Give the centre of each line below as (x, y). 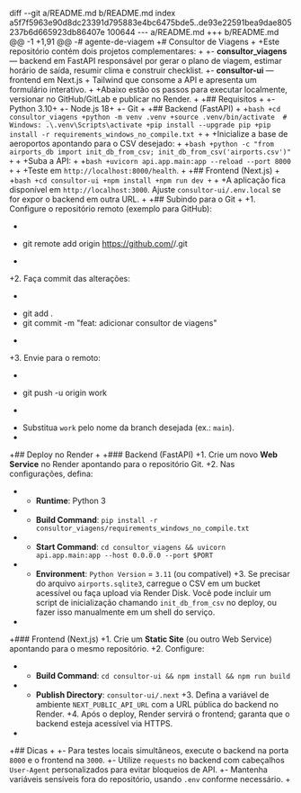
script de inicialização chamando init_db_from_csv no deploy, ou (156, 603)
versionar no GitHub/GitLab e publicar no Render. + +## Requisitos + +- (142, 99)
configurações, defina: (51, 473)
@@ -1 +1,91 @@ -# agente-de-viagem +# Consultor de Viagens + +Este (145, 41)
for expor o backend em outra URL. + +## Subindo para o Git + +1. (133, 199)
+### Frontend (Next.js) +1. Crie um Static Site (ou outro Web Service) (141, 639)
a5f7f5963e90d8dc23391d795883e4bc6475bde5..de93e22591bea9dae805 (150, 23)
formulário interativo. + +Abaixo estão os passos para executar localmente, (148, 90)
